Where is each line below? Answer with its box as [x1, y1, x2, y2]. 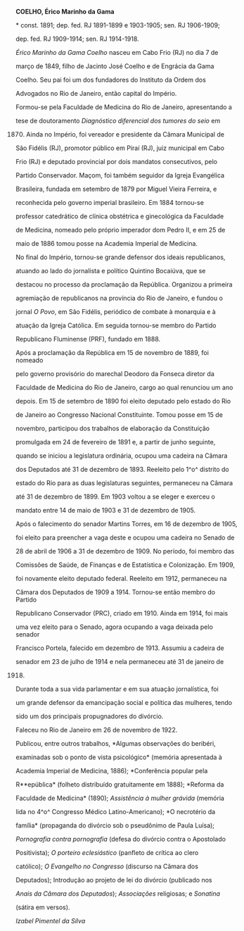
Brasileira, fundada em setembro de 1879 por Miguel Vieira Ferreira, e [15, 185, 217, 193]
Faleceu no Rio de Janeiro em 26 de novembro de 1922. [15, 726, 178, 734]
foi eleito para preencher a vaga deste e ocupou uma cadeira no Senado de [15, 533, 235, 542]
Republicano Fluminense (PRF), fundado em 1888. [15, 335, 161, 343]
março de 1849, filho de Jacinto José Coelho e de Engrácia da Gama [15, 62, 214, 70]
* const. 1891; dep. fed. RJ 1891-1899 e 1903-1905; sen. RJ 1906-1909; [15, 21, 221, 29]
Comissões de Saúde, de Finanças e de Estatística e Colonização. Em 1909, [15, 561, 236, 569]
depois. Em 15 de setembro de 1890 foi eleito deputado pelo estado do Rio [15, 397, 231, 405]
